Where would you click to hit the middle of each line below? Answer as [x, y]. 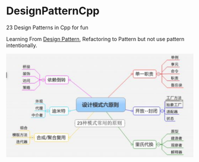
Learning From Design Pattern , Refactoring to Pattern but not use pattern [95, 39]
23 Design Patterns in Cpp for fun [48, 27]
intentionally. [22, 45]
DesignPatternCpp [53, 11]
